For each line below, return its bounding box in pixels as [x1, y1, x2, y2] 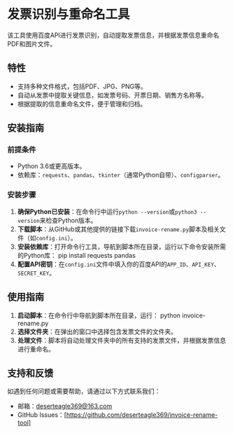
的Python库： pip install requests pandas [17, 251, 136, 259]
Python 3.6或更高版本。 [17, 162, 86, 170]
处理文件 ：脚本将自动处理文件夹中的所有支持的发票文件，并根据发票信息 [17, 336, 226, 344]
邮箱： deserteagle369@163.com [17, 402, 113, 411]
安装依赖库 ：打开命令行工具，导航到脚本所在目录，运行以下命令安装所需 [17, 242, 226, 251]
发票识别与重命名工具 [7, 6, 131, 22]
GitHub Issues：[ [17, 411, 66, 419]
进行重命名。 [17, 345, 55, 353]
